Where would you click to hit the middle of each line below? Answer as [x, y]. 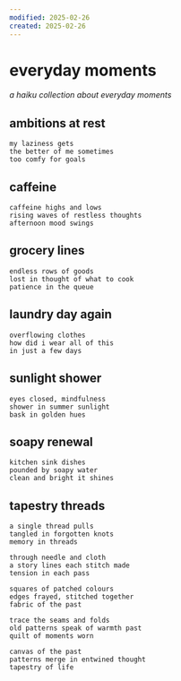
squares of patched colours [62, 589]
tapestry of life [42, 668]
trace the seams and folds [60, 621]
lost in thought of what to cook [72, 279]
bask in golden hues [48, 414]
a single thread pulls [52, 526]
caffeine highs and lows [56, 208]
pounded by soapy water [54, 470]
